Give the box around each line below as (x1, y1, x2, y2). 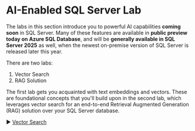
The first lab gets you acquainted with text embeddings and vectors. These (6, 88, 187, 95)
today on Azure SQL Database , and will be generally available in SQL (6, 35, 176, 42)
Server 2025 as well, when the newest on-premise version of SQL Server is (6, 42, 189, 49)
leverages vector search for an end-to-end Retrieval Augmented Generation (6, 100, 189, 108)
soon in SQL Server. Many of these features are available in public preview (6, 29, 187, 36)
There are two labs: (6, 59, 53, 66)
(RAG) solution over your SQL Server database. (6, 107, 120, 114)
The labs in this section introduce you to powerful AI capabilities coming (6, 23, 181, 30)
